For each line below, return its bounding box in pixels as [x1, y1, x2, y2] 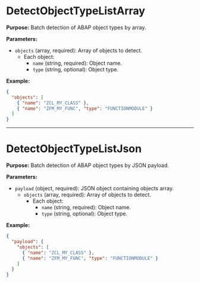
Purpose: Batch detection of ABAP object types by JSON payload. [6, 162, 170, 169]
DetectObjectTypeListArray [6, 4, 146, 18]
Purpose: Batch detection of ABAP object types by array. [6, 24, 146, 31]
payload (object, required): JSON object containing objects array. [14, 185, 174, 192]
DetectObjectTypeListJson [6, 142, 142, 156]
